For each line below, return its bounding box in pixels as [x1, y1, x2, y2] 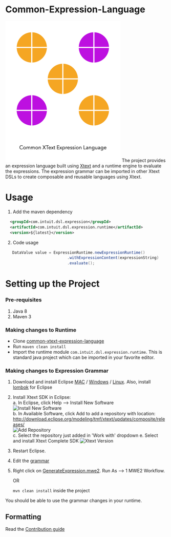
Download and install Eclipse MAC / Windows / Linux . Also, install [12, 379, 151, 385]
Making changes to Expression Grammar [5, 367, 109, 374]
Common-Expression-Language [5, 4, 145, 15]
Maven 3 [12, 313, 32, 319]
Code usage [12, 239, 39, 245]
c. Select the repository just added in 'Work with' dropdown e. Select [12, 432, 158, 438]
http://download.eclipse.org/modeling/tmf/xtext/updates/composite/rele [12, 416, 165, 422]
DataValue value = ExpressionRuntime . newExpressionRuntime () [12, 250, 145, 255]
